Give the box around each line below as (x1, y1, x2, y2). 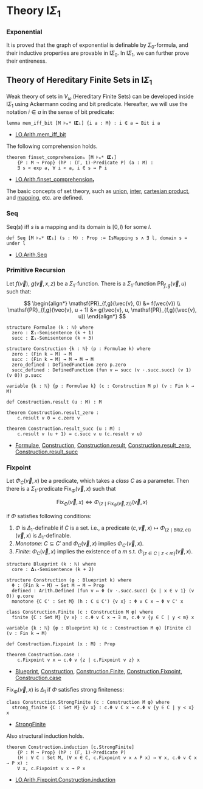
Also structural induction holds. (6, 732, 84, 740)
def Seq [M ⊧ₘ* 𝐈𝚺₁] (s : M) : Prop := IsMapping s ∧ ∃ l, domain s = (6, 235, 188, 241)
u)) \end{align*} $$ (78, 312, 126, 320)
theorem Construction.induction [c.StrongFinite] (6, 744, 135, 750)
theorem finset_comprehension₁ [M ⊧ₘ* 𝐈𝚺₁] (6, 155, 117, 161)
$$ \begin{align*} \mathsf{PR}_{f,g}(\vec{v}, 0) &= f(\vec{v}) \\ (24, 300, 181, 307)
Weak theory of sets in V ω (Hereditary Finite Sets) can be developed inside (6, 93, 194, 101)
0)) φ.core (6, 593, 34, 599)
